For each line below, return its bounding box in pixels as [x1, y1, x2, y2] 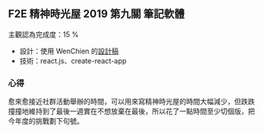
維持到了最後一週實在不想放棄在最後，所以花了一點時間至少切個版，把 [28, 106, 255, 116]
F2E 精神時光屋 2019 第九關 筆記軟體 [8, 7, 186, 21]
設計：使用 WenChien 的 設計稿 [19, 46, 119, 56]
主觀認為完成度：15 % [8, 30, 79, 39]
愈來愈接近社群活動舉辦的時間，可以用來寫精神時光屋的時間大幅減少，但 [8, 97, 241, 106]
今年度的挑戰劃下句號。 [8, 117, 84, 126]
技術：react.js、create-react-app [19, 56, 127, 65]
